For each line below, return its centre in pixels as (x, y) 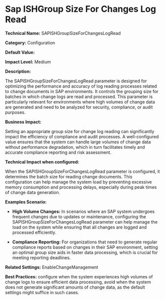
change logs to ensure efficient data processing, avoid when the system (78, 282)
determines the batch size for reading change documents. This (69, 176)
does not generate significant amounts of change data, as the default (75, 287)
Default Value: (20, 52)
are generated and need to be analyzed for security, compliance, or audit (79, 107)
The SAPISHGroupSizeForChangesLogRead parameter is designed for (76, 81)
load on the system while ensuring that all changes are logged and (80, 227)
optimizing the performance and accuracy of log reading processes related (81, 86)
